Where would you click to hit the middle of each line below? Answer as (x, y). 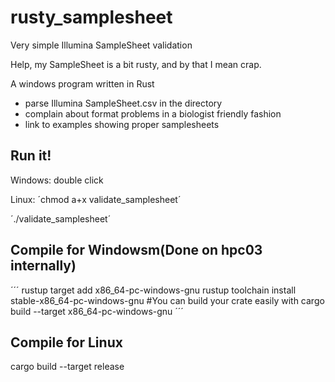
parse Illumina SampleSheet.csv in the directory (123, 103)
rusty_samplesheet (91, 17)
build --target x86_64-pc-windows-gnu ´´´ (97, 311)
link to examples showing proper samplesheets (122, 124)
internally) (43, 266)
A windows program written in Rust (82, 83)
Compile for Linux (66, 342)
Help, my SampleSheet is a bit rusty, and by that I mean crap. (136, 64)
